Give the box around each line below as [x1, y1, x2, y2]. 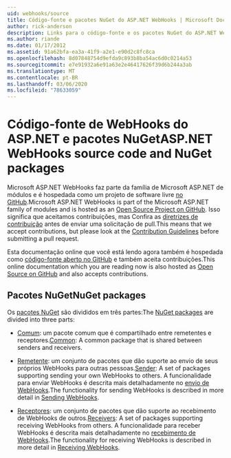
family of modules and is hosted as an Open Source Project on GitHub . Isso [7, 205, 221, 214]
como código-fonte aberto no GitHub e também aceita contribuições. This [7, 256, 215, 264]
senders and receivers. [16, 343, 82, 351]
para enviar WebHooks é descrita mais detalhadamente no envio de [16, 378, 210, 386]
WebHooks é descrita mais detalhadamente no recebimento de [16, 428, 196, 437]
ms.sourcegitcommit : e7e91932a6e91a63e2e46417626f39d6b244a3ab [7, 61, 192, 68]
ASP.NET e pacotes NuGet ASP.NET [7, 132, 213, 147]
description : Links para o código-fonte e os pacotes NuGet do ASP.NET [7, 29, 217, 37]
